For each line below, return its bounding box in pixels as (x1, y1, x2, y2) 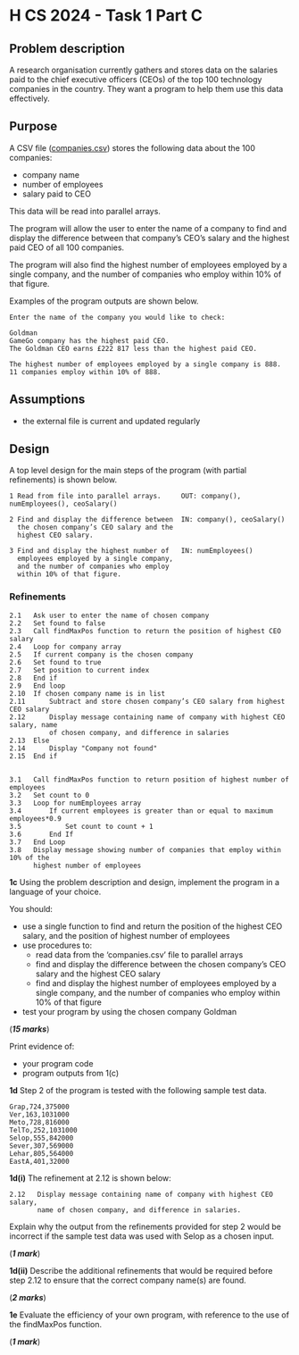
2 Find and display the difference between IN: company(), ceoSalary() (9, 515, 286, 524)
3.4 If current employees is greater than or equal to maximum (9, 806, 274, 816)
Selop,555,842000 (9, 1133, 74, 1142)
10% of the (9, 853, 50, 862)
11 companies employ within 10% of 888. (9, 367, 162, 376)
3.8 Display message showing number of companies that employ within (9, 845, 281, 854)
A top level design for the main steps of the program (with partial (9, 465, 247, 476)
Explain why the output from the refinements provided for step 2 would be (9, 1221, 281, 1232)
